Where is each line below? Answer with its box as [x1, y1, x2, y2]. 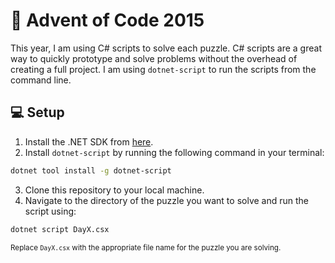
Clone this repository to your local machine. [24, 184, 205, 196]
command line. [10, 74, 72, 86]
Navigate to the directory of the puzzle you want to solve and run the [24, 194, 309, 206]
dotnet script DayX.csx [10, 224, 110, 234]
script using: [24, 205, 77, 217]
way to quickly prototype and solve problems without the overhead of [10, 52, 298, 64]
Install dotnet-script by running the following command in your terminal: [24, 146, 325, 158]
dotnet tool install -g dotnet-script [10, 165, 172, 176]
